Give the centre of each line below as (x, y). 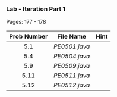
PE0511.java (72, 76)
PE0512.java (72, 85)
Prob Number (29, 36)
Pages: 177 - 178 (26, 22)
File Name (72, 36)
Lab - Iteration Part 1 (36, 9)
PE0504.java (72, 57)
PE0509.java (72, 66)
